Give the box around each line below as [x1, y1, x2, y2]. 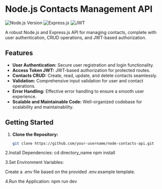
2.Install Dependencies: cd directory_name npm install [5, 150, 115, 156]
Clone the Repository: [12, 131, 58, 137]
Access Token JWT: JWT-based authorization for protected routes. [12, 67, 151, 73]
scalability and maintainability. [12, 104, 74, 110]
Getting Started [5, 118, 54, 127]
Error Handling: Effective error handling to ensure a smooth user [12, 88, 144, 94]
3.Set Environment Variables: [5, 159, 64, 165]
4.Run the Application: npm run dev [5, 179, 78, 185]
